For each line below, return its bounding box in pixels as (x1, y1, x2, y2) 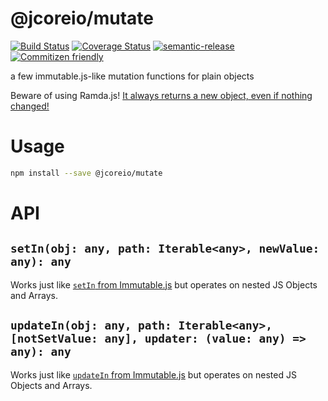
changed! (10, 100, 50, 112)
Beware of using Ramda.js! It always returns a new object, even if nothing (10, 89, 313, 101)
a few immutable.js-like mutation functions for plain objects (10, 70, 255, 82)
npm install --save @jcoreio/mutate (10, 168, 163, 178)
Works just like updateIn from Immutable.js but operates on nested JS (10, 368, 297, 381)
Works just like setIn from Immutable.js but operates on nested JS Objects (10, 278, 318, 291)
